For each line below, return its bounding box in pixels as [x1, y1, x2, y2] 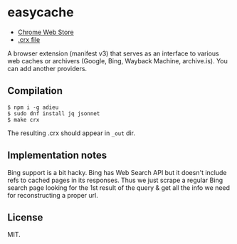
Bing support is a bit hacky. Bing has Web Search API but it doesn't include [7, 168, 227, 176]
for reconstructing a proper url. [7, 191, 98, 199]
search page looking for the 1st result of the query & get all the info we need [7, 183, 230, 192]
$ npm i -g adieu [7, 104, 59, 111]
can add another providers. [7, 64, 88, 73]
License [7, 211, 43, 223]
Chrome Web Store [17, 28, 74, 36]
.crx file [17, 35, 41, 43]
